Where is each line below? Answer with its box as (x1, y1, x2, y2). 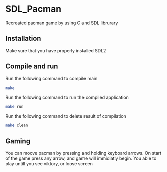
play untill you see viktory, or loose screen (5, 161, 93, 166)
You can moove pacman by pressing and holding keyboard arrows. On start (5, 150, 162, 156)
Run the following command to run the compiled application (5, 94, 129, 101)
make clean (5, 123, 28, 128)
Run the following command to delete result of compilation (5, 113, 127, 119)
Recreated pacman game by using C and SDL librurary (5, 20, 118, 26)
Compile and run (5, 62, 58, 71)
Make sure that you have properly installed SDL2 (5, 47, 106, 53)
